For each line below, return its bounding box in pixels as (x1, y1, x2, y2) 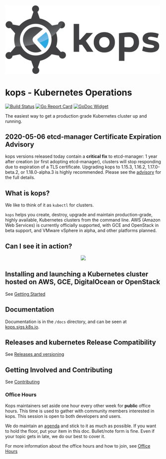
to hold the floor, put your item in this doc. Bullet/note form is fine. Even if (5, 428, 155, 434)
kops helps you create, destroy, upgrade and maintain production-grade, (5, 212, 153, 218)
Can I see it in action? (5, 242, 73, 250)
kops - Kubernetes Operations (5, 87, 132, 98)
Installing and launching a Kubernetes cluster (5, 270, 149, 278)
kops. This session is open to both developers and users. (5, 413, 122, 419)
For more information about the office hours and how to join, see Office (5, 443, 151, 449)
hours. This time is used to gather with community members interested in (5, 408, 155, 414)
